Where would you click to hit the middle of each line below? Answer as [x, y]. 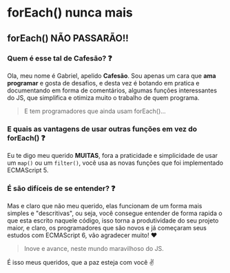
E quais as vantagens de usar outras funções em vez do [102, 129]
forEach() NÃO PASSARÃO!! [68, 38]
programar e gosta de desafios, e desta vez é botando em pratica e [103, 83]
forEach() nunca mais [70, 13]
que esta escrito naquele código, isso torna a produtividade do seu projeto [113, 221]
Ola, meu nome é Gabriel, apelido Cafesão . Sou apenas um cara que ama [112, 75]
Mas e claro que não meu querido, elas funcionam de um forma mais [105, 206]
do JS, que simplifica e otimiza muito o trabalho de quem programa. [103, 97]
